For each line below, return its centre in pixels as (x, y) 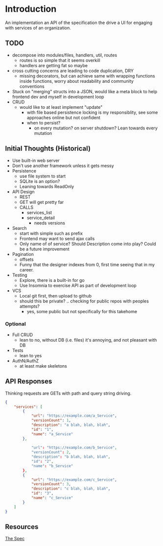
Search (19, 228)
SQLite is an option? (40, 181)
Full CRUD (23, 335)
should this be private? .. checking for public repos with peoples (84, 301)
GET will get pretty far (42, 202)
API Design (23, 192)
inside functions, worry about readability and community (76, 81)
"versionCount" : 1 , (51, 421)
